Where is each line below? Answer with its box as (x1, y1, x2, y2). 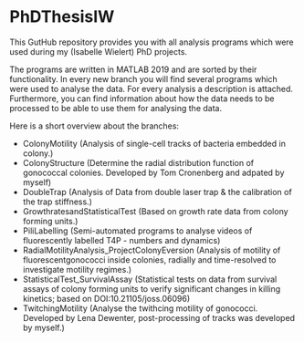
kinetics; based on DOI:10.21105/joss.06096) (22, 293, 191, 304)
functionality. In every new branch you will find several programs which (9, 73, 278, 84)
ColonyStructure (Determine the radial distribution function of (22, 157, 255, 168)
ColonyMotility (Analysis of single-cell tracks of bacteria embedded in (22, 138, 286, 149)
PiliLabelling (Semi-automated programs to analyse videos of (22, 225, 253, 236)
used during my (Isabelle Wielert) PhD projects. (9, 46, 188, 57)
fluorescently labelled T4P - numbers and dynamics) (22, 234, 221, 245)
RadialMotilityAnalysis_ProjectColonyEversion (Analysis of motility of (22, 244, 281, 255)
